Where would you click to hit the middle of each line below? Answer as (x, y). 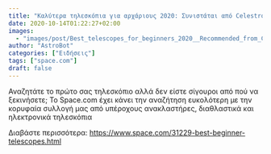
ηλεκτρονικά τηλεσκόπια (50, 117)
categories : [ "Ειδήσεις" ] (52, 53)
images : (21, 31)
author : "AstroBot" (41, 46)
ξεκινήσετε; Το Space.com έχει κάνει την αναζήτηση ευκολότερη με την (130, 100)
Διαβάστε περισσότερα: (48, 132)
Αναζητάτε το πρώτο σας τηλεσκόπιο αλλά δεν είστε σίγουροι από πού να (133, 91)
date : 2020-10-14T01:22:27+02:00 (65, 23)
